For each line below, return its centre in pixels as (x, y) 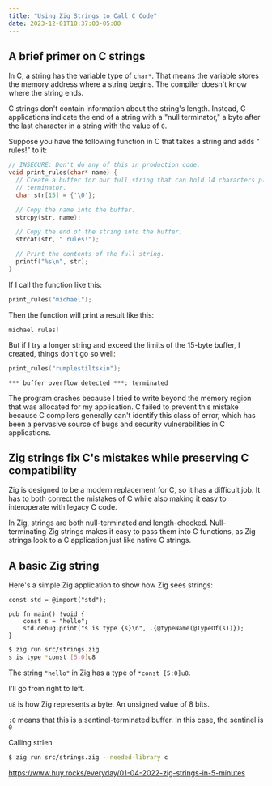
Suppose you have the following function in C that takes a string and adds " (134, 142)
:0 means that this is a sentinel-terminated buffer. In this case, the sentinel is (136, 720)
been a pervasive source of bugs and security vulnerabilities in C (117, 424)
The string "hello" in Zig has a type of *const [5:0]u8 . (100, 673)
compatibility (42, 470)
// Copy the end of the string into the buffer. (99, 232)
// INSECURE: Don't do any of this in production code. (104, 165)
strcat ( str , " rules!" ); (57, 240)
